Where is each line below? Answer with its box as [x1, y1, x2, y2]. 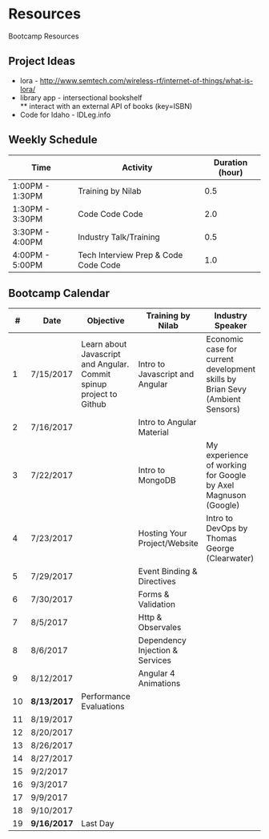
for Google [206, 470, 247, 481]
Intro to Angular [138, 417, 197, 428]
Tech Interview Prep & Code [77, 249, 183, 260]
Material [138, 427, 170, 438]
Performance [81, 691, 130, 702]
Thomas [206, 533, 238, 544]
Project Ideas [8, 54, 76, 68]
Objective [86, 315, 125, 327]
